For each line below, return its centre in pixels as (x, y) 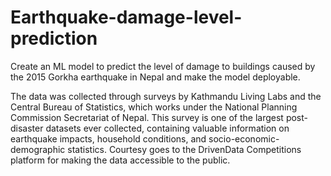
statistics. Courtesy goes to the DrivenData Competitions (184, 149)
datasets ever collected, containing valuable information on (167, 128)
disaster (27, 128)
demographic (38, 149)
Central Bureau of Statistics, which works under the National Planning (154, 107)
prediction (54, 38)
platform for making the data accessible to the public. (120, 160)
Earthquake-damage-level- (126, 17)
